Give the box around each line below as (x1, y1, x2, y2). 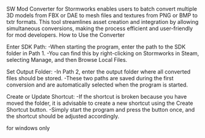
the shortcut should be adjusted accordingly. (6, 113, 120, 120)
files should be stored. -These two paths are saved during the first (6, 75, 174, 82)
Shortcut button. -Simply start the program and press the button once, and (6, 106, 195, 113)
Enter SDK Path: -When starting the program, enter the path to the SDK (6, 43, 186, 50)
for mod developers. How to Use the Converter (6, 31, 125, 39)
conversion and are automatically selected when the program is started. (6, 81, 188, 88)
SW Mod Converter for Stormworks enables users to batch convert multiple (6, 6, 198, 12)
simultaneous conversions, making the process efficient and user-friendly (6, 25, 193, 32)
